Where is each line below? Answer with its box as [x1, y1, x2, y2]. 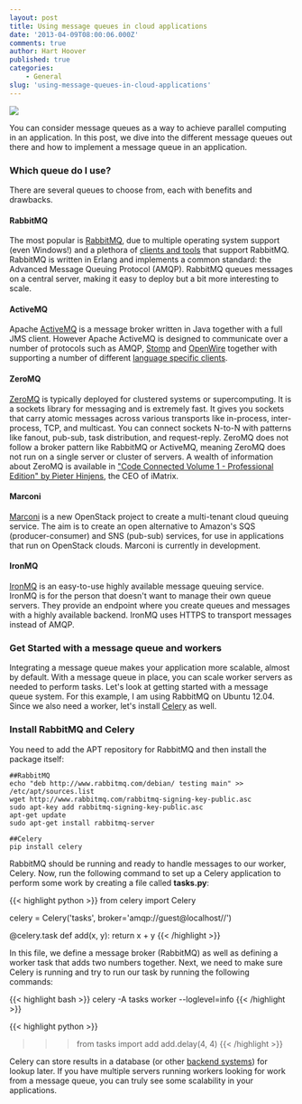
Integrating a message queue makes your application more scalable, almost [9, 662, 290, 674]
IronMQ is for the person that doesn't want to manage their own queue [9, 590, 272, 601]
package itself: [9, 753, 65, 764]
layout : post [9, 13, 59, 23]
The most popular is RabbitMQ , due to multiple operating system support [9, 235, 280, 246]
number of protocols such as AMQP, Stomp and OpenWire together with [9, 343, 278, 354]
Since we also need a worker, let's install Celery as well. [9, 701, 217, 712]
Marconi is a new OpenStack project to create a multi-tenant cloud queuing [9, 511, 289, 522]
